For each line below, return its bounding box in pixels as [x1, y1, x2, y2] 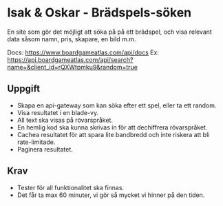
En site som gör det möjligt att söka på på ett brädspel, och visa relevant [7, 28, 212, 36]
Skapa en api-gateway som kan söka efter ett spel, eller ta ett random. [17, 101, 217, 110]
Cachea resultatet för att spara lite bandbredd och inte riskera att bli [17, 130, 210, 138]
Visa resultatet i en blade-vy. [17, 108, 98, 116]
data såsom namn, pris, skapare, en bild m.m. [7, 34, 136, 43]
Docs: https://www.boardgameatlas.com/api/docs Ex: [7, 48, 160, 56]
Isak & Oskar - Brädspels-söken [7, 5, 192, 21]
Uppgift [7, 83, 41, 94]
